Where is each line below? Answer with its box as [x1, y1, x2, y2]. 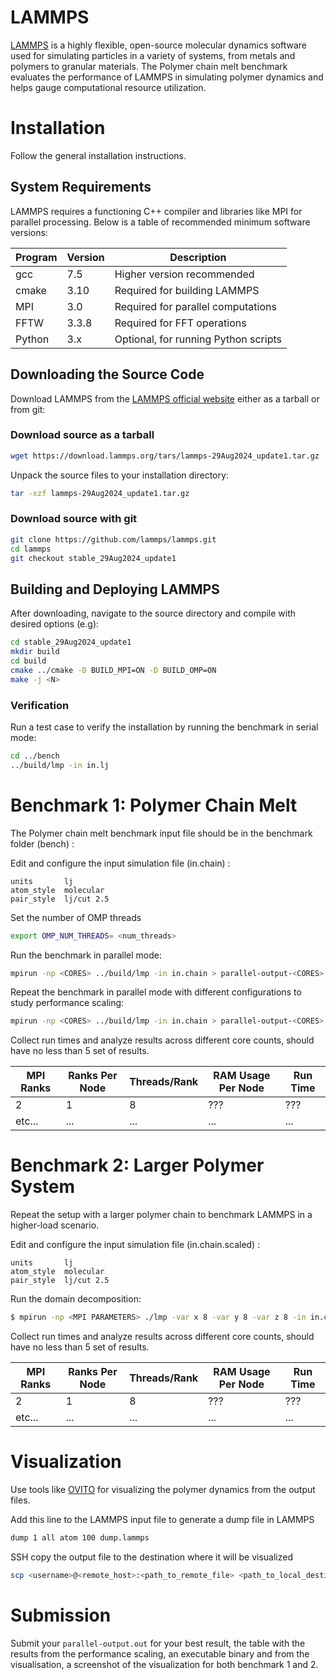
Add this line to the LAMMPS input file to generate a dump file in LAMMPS [10, 1514, 315, 1526]
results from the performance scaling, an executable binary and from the [10, 1647, 310, 1660]
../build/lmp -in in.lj [10, 760, 110, 770]
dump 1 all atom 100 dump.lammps [10, 1533, 150, 1543]
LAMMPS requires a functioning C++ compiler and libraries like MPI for [10, 205, 303, 217]
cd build [10, 656, 47, 666]
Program [15, 250, 58, 264]
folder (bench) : [10, 837, 75, 850]
